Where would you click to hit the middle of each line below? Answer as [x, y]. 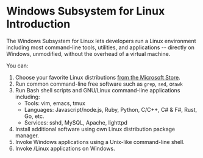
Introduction [38, 24]
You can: [17, 66]
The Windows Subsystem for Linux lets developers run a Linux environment [101, 41]
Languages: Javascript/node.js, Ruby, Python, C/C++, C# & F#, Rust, [111, 109]
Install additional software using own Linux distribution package [95, 129]
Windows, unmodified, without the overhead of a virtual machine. [88, 53]
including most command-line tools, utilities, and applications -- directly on [101, 47]
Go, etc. [34, 116]
